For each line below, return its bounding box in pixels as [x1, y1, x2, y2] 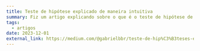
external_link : [6, 36, 44, 42]
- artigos [11, 25, 36, 31]
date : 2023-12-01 [6, 30, 49, 36]
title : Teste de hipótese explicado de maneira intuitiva [6, 8, 153, 15]
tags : [6, 19, 20, 25]
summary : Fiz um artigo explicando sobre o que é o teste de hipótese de [6, 14, 193, 20]
